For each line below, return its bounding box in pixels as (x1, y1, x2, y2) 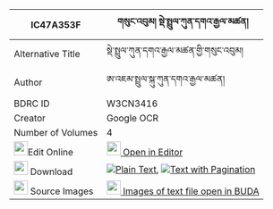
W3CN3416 (106, 97, 158, 110)
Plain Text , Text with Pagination (115, 163, 256, 175)
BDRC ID (13, 97, 51, 110)
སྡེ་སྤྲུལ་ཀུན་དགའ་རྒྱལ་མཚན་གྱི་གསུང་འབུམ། (106, 45, 243, 56)
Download (30, 165, 73, 178)
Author (13, 76, 43, 88)
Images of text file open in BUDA (123, 185, 260, 197)
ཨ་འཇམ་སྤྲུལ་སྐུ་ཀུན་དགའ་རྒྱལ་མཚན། (106, 73, 226, 85)
